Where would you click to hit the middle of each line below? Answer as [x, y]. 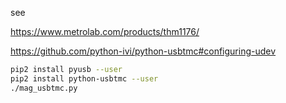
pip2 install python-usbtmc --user [84, 78]
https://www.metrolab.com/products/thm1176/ [105, 31]
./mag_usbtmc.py [44, 88]
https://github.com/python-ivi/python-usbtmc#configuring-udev [143, 51]
